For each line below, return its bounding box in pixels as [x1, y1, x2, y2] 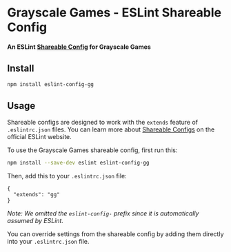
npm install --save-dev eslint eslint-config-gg [7, 160, 150, 167]
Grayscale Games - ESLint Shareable [7, 5, 222, 21]
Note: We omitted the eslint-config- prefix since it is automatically [7, 209, 199, 218]
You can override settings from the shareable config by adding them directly [7, 230, 224, 238]
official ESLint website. [7, 133, 72, 141]
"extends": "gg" [13, 191, 60, 198]
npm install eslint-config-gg [7, 81, 94, 87]
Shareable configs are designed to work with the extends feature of [7, 118, 199, 127]
